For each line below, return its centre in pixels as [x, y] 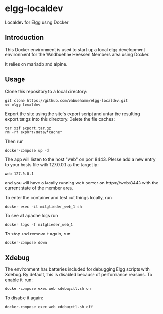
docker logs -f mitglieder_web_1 [39, 224]
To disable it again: [24, 298]
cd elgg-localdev [23, 105]
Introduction [24, 38]
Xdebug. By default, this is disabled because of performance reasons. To [79, 275]
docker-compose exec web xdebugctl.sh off [49, 307]
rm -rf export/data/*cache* [34, 132]
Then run [14, 141]
